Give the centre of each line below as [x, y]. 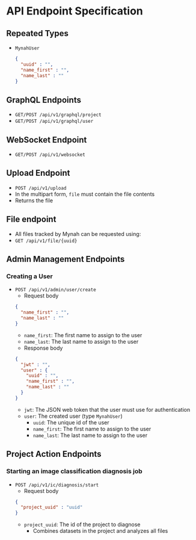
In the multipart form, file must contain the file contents [85, 194]
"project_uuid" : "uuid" [52, 507]
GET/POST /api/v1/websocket [50, 155]
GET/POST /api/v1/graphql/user [54, 122]
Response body [43, 348]
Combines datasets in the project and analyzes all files [100, 531]
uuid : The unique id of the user [71, 422]
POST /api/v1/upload [41, 188]
